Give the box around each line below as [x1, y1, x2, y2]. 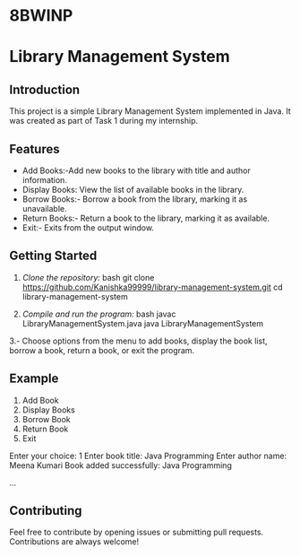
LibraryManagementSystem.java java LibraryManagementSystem [21, 317, 264, 328]
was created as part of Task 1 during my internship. [9, 116, 199, 126]
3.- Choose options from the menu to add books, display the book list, [9, 335, 268, 346]
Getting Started [9, 248, 98, 264]
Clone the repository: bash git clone [21, 272, 155, 282]
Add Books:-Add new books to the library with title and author [21, 165, 251, 176]
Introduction [9, 82, 81, 97]
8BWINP [9, 5, 73, 26]
